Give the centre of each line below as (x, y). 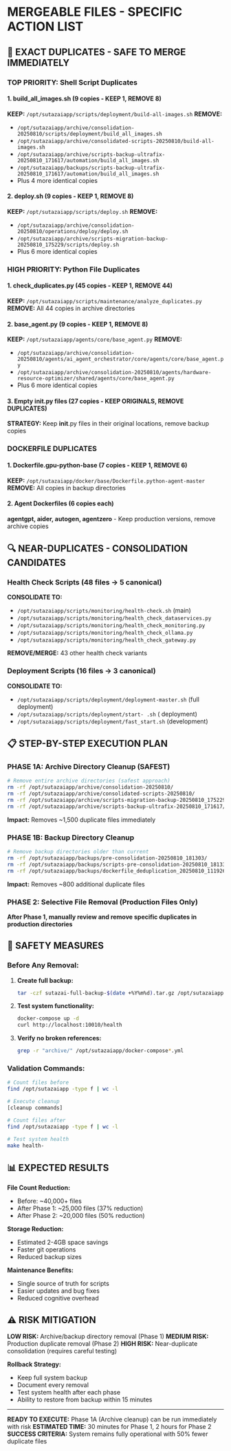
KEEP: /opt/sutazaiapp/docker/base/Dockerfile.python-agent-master (106, 480)
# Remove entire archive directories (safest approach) (89, 781)
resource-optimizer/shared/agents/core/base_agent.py (96, 379)
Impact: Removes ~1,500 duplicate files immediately (81, 820)
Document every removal (53, 1385)
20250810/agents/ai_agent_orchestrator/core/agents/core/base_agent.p (120, 359)
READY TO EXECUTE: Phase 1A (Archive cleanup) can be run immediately (112, 1419)
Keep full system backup (52, 1378)
